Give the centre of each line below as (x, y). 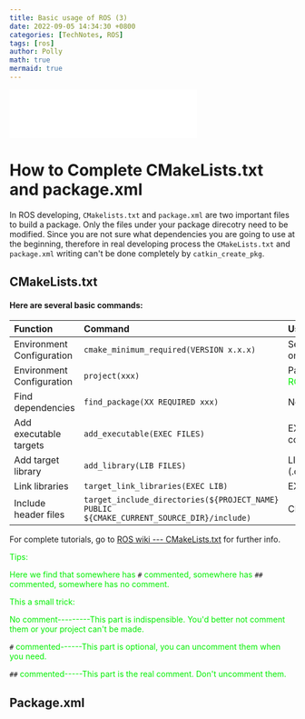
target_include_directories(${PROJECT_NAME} (182, 500)
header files (39, 514)
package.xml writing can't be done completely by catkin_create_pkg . (137, 253)
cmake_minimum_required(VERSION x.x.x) (170, 350)
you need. (28, 656)
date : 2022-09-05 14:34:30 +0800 (73, 26)
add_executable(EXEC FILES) (144, 434)
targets (29, 445)
